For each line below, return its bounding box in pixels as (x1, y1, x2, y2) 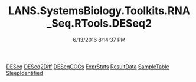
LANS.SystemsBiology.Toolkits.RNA (8, 4, 191, 18)
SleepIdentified (6, 69, 43, 76)
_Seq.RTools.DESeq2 (46, 17, 152, 30)
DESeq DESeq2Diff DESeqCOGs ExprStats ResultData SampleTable (6, 63, 169, 70)
